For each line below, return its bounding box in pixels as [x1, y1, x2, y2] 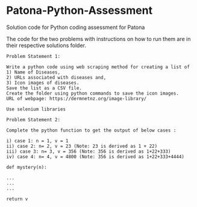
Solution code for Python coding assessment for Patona [6, 24, 145, 31]
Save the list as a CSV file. [6, 85, 83, 91]
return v [6, 196, 28, 202]
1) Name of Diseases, [6, 69, 61, 75]
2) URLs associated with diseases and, [6, 74, 107, 80]
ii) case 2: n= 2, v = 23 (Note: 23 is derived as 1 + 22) [6, 143, 158, 149]
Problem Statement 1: [6, 53, 61, 59]
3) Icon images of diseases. [6, 80, 80, 86]
